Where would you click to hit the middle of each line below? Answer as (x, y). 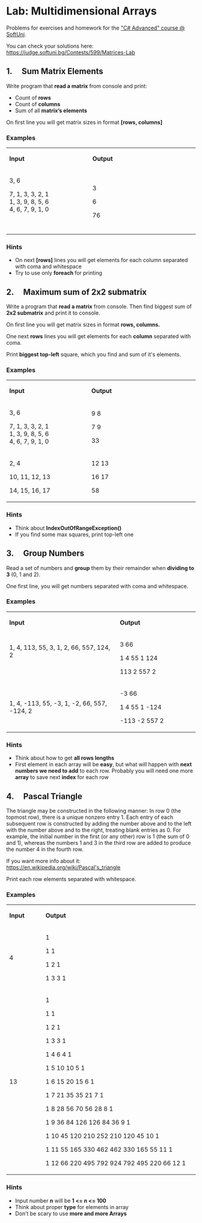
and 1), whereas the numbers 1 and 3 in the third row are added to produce (99, 843)
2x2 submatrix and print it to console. (53, 313)
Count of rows (33, 97)
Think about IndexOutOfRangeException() (68, 528)
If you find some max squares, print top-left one (74, 534)
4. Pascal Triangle (44, 796)
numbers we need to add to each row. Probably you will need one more (104, 771)
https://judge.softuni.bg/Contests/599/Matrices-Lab (71, 52)
